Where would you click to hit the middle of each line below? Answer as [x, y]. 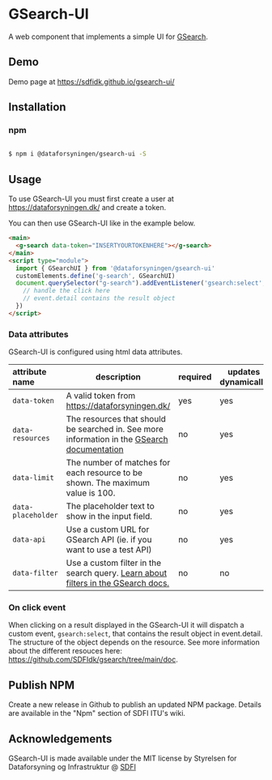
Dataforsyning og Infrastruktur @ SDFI [72, 766]
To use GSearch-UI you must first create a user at [91, 199]
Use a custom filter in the [114, 563]
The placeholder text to [110, 506]
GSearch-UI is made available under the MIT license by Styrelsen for [123, 758]
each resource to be [104, 473]
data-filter [36, 573]
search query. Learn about [117, 573]
